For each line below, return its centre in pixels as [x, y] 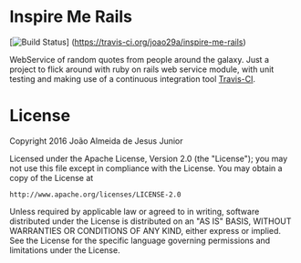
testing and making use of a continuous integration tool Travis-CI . [133, 78]
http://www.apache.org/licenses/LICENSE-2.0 [95, 194]
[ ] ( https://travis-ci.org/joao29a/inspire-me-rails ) [128, 42]
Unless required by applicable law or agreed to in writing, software [135, 211]
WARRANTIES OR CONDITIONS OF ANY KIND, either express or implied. [145, 230]
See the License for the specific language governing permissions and [140, 240]
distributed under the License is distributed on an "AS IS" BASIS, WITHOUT [150, 221]
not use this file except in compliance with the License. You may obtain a [146, 168]
